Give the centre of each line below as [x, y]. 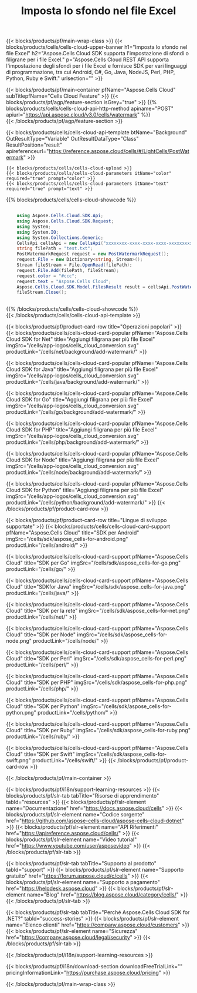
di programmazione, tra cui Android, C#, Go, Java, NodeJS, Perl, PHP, [91, 72]
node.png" [19, 641]
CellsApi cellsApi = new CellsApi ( [60, 243]
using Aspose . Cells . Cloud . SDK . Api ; [60, 216]
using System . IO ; [38, 232]
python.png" [21, 713]
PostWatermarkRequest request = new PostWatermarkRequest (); [93, 254]
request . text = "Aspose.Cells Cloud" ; [64, 281]
